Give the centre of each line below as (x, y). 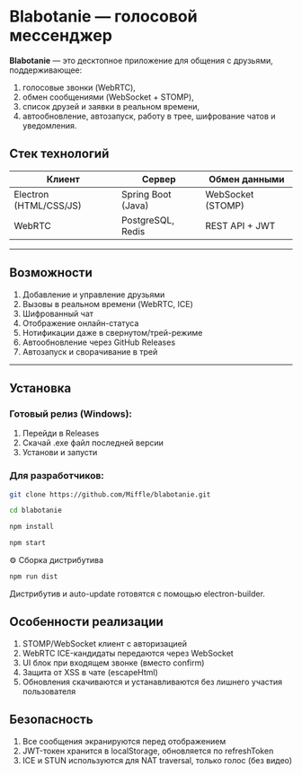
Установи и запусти (60, 453)
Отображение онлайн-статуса (80, 323)
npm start (28, 543)
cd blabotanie (36, 511)
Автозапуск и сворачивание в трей (90, 351)
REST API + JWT (240, 225)
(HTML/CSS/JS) (48, 206)
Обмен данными (247, 179)
